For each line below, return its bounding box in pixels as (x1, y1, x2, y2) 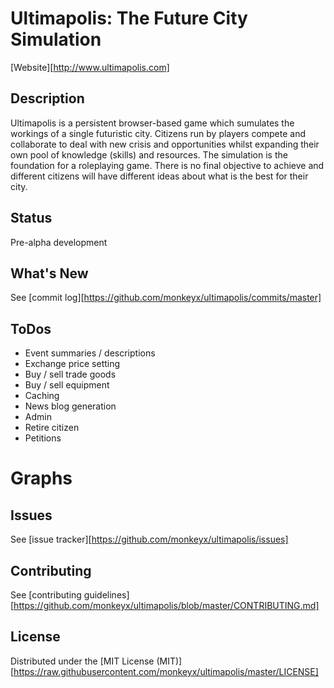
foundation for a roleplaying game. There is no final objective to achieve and (10, 159, 325, 171)
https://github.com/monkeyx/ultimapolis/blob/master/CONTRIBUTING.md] (13, 600, 320, 611)
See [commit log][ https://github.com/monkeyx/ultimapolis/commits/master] (10, 292, 322, 304)
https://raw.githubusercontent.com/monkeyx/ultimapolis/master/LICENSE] (13, 665, 319, 677)
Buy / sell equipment (24, 379, 110, 391)
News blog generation (24, 400, 117, 412)
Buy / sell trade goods (24, 368, 117, 381)
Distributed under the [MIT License (10, 655, 155, 667)
